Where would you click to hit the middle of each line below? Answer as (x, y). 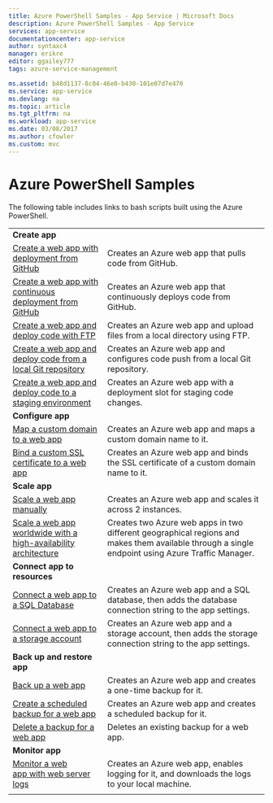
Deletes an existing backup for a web (178, 727)
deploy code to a (45, 392)
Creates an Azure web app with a (170, 382)
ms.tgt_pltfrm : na (39, 114)
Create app (35, 234)
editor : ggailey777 (41, 62)
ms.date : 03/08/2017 (43, 129)
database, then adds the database (172, 600)
